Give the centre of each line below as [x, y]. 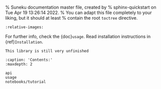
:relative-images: [24, 27]
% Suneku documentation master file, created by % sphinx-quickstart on [81, 7]
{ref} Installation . [24, 42]
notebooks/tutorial [26, 82]
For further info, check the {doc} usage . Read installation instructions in [78, 36]
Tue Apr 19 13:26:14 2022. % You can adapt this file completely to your [78, 13]
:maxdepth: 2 [19, 64]
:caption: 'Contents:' [29, 60]
